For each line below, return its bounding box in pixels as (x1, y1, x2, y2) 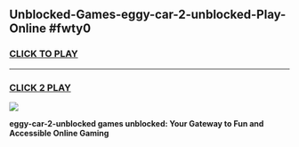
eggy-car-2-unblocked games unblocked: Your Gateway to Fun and (9, 118, 264, 128)
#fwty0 (48, 21, 92, 37)
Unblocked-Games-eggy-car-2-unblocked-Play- (9, 7, 287, 22)
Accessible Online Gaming (9, 127, 109, 138)
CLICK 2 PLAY (9, 81, 71, 94)
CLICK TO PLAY (9, 48, 78, 61)
